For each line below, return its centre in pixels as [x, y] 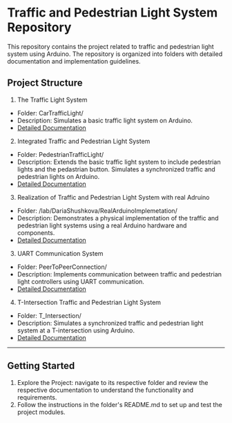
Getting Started [41, 366]
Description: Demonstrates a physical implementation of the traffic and [118, 218]
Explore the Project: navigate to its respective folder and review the [113, 382]
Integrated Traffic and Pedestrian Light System [84, 141]
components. [36, 232]
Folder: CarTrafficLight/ [50, 113]
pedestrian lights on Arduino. [58, 176]
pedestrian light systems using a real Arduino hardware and [102, 225]
